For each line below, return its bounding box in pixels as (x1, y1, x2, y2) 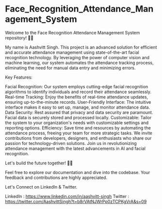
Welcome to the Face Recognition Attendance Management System (5, 30, 140, 35)
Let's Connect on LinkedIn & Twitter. (5, 184, 78, 190)
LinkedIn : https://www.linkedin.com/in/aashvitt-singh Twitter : (5, 193, 130, 199)
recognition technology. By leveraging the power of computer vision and (5, 54, 149, 60)
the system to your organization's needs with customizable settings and (5, 120, 149, 126)
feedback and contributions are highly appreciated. (5, 175, 108, 180)
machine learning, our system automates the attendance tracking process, (5, 60, 154, 65)
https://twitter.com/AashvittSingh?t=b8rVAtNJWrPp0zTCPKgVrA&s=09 (5, 198, 147, 204)
